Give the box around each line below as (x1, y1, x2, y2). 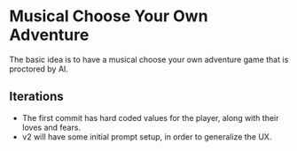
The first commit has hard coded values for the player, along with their (21, 112, 279, 123)
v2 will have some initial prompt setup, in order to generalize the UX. (21, 131, 272, 142)
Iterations (9, 89, 64, 104)
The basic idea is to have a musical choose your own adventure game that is (9, 54, 289, 64)
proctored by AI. (9, 64, 69, 74)
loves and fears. (21, 122, 82, 132)
